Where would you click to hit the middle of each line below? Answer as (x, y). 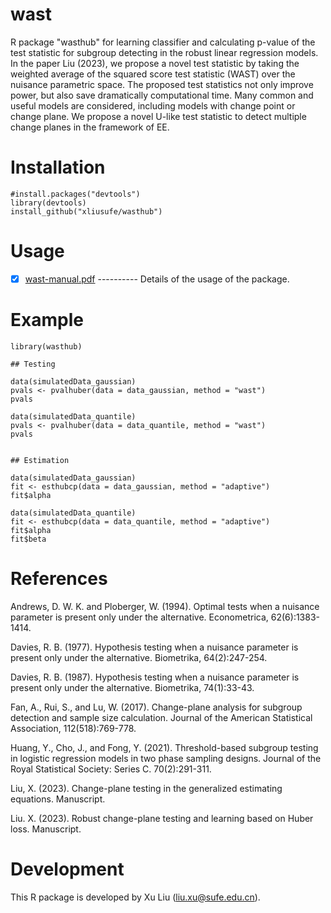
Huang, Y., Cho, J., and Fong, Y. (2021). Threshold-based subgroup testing (164, 747)
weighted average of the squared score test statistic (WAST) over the (153, 74)
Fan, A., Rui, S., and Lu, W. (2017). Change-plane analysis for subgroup (156, 707)
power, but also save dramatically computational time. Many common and (162, 95)
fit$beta (28, 539)
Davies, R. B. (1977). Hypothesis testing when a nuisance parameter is (154, 647)
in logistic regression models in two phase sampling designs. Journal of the (166, 758)
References (59, 579)
